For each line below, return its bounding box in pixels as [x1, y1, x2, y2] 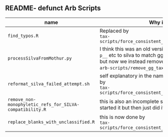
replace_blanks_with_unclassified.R [7, 119, 95, 124]
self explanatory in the [99, 72, 152, 79]
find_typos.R [7, 32, 39, 38]
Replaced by [99, 27, 129, 34]
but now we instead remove [99, 57, 165, 64]
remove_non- [7, 96, 36, 102]
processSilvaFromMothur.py [7, 55, 72, 61]
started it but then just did [99, 104, 160, 111]
